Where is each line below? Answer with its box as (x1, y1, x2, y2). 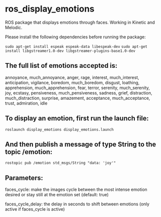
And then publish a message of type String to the (5, 140, 156, 148)
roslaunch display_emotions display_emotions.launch (5, 127, 114, 132)
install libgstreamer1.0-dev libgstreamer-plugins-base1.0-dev (5, 48, 136, 53)
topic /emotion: (5, 148, 52, 156)
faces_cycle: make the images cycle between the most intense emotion (5, 186, 147, 192)
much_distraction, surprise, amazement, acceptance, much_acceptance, (5, 95, 150, 101)
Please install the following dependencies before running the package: (5, 34, 146, 40)
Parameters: (5, 173, 43, 182)
